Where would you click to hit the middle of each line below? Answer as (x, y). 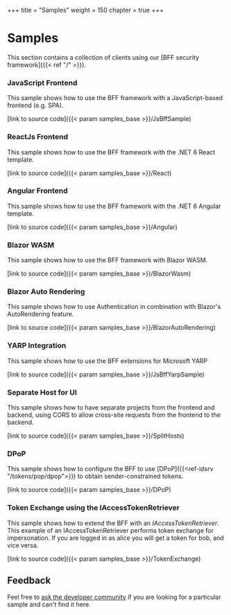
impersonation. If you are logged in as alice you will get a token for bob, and (115, 538)
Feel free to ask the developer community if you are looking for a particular (114, 597)
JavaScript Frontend (42, 83)
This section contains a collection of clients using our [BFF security (103, 57)
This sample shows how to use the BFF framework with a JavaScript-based (115, 98)
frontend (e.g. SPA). (35, 105)
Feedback (29, 581)
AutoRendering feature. (41, 314)
